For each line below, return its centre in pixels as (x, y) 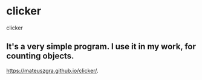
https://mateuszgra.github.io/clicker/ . (52, 70)
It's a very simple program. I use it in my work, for (101, 47)
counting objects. (40, 56)
